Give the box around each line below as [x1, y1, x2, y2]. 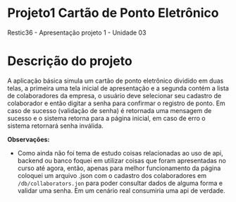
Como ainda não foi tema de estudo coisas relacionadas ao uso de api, [17, 148, 223, 157]
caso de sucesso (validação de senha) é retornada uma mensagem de [7, 106, 212, 114]
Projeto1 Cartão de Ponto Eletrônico [7, 5, 219, 21]
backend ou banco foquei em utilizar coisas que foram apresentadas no [17, 156, 227, 165]
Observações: [7, 135, 50, 143]
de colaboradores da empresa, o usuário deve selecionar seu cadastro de [7, 91, 222, 100]
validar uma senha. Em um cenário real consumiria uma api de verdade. [17, 186, 225, 195]
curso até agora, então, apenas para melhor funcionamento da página [17, 164, 221, 172]
